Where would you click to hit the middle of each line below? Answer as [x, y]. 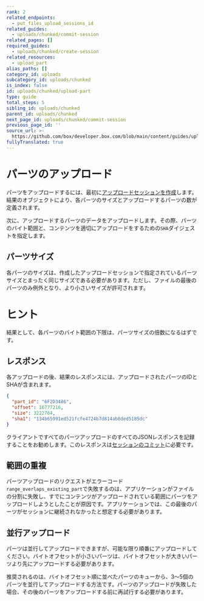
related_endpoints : [31, 18]
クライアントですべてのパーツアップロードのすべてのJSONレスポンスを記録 [101, 437]
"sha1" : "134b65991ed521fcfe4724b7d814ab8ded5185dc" [80, 419]
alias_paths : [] [27, 69]
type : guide [21, 97]
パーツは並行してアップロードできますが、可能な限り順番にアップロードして [102, 549]
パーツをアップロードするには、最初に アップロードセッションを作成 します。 [102, 192]
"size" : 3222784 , [34, 413]
